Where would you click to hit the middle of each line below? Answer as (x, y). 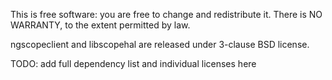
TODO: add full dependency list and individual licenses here (133, 63)
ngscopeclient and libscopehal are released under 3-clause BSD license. (160, 44)
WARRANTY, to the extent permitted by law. (100, 25)
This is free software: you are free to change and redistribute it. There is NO (166, 14)
